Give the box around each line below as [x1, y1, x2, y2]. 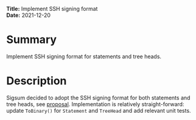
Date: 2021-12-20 [6, 12, 51, 19]
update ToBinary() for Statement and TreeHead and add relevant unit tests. [6, 107, 191, 114]
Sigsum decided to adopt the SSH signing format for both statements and [6, 94, 191, 101]
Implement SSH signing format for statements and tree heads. [6, 53, 162, 60]
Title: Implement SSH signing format [6, 5, 98, 12]
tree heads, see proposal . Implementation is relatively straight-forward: [6, 100, 184, 108]
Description [6, 74, 67, 88]
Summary [6, 33, 57, 47]
